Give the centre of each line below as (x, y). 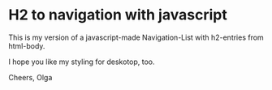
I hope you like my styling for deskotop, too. (82, 62)
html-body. (27, 45)
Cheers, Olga (30, 77)
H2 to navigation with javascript (118, 15)
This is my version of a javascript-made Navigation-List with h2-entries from (136, 37)
